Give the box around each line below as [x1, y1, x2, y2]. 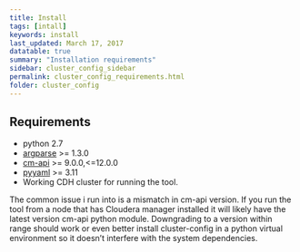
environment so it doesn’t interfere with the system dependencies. [9, 233, 258, 244]
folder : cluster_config [9, 81, 100, 90]
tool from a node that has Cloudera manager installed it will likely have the [9, 204, 286, 215]
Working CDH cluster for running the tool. [22, 177, 179, 188]
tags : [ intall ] [9, 22, 67, 31]
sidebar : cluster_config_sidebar [9, 64, 136, 73]
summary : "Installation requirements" [9, 55, 156, 64]
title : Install [9, 13, 67, 23]
